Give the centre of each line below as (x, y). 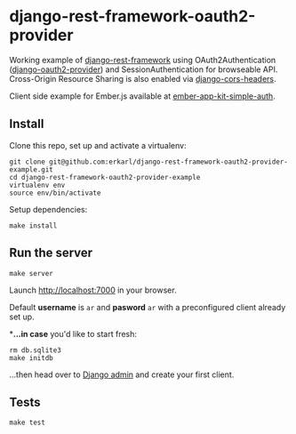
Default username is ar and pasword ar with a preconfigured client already (148, 307)
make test (28, 423)
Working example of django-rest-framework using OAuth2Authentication (143, 60)
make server (31, 273)
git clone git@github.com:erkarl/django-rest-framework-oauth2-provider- (149, 162)
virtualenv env (37, 185)
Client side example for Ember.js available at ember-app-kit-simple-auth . (142, 96)
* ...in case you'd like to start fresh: (73, 334)
